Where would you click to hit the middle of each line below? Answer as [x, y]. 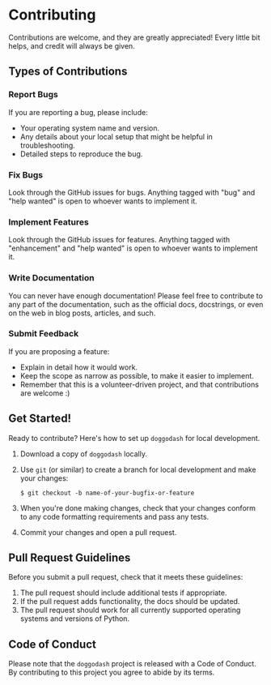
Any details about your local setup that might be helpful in [116, 136]
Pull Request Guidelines [70, 558]
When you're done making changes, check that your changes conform [138, 507]
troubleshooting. [47, 145]
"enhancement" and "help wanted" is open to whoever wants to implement [133, 248]
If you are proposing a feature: [59, 351]
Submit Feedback [44, 334]
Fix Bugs [25, 174]
